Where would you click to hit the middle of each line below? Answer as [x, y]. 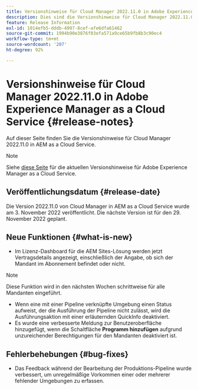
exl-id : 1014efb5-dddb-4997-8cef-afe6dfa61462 [64, 28]
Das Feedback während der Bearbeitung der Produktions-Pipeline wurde [103, 368]
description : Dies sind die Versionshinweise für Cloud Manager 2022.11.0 [100, 17]
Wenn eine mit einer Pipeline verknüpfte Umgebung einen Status [93, 305]
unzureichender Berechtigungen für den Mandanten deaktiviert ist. [96, 336]
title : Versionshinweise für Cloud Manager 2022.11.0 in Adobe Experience [100, 11]
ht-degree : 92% [25, 50]
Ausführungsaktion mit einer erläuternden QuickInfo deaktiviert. [92, 317]
